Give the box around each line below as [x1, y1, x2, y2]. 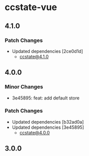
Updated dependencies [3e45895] [12, 124, 84, 130]
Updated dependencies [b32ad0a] [12, 119, 84, 125]
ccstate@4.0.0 [19, 129, 50, 135]
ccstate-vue [5, 2, 57, 13]
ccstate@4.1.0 [19, 54, 49, 60]
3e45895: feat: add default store [12, 95, 80, 101]
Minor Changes [5, 83, 43, 90]
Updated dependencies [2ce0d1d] [12, 48, 83, 54]
